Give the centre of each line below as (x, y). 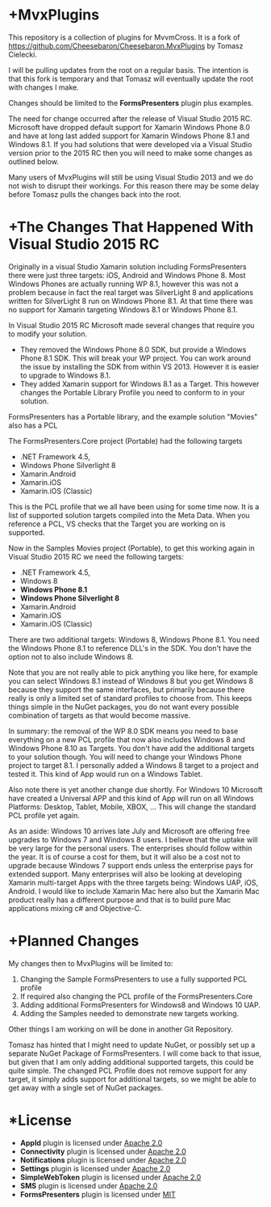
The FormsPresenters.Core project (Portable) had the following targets (125, 441)
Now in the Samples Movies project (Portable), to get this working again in (132, 548)
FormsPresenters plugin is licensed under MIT (98, 1194)
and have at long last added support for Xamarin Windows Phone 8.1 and (129, 136)
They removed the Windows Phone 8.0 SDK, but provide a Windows (133, 349)
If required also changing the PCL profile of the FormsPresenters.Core (136, 996)
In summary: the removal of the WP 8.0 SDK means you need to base (123, 731)
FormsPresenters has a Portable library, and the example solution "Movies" (133, 416)
